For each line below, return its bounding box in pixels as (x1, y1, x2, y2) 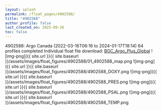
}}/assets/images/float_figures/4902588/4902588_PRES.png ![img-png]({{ (5, 79, 156, 85)
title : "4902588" (5, 16, 40, 21)
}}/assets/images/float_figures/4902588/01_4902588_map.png (5, 59, 132, 64)
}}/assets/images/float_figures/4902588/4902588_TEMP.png (5, 100, 129, 105)
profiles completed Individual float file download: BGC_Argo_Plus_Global (5, 48, 150, 54)
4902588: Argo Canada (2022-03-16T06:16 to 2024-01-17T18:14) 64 (5, 43, 144, 48)
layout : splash (5, 7, 36, 12)
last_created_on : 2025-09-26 (5, 25, 64, 30)
